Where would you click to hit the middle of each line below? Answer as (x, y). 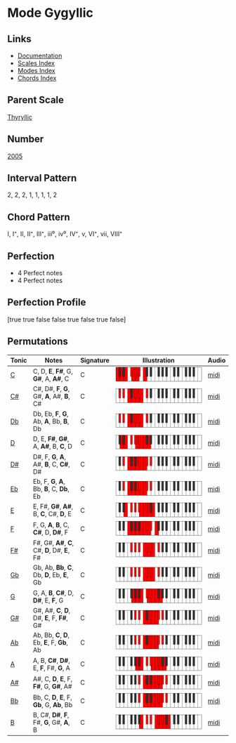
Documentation (40, 55)
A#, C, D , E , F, (53, 678)
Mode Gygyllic (50, 13)
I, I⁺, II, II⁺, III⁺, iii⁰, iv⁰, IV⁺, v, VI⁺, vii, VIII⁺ (65, 234)
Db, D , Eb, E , (51, 575)
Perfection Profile (47, 302)
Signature (95, 360)
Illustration (158, 360)
